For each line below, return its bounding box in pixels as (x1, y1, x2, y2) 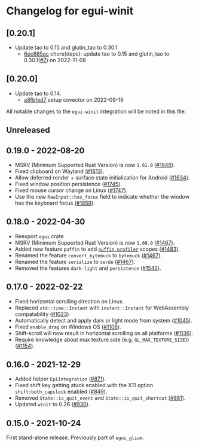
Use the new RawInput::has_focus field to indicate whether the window (14, 193, 190, 200)
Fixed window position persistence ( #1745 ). (14, 181, 123, 188)
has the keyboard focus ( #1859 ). (14, 199, 96, 207)
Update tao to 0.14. (14, 90, 62, 97)
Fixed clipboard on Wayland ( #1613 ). (14, 168, 105, 175)
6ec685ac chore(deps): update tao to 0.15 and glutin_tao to (23, 50, 170, 57)
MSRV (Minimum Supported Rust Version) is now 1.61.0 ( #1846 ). (14, 162, 175, 169)
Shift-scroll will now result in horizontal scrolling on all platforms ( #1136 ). (14, 329, 194, 336)
